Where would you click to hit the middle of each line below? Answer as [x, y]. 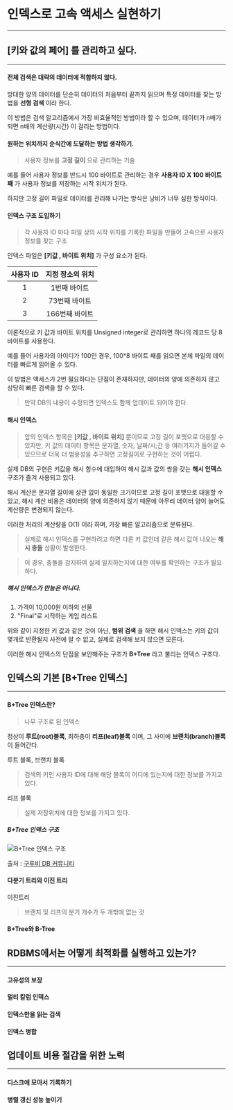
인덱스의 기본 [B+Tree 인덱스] [68, 677]
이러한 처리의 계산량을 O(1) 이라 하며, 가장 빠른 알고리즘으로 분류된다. [101, 524]
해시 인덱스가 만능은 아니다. [44, 588]
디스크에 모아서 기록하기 [40, 1082]
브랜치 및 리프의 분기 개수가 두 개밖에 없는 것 [84, 912]
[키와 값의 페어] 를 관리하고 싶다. [72, 50]
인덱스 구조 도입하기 [34, 215]
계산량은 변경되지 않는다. [41, 509]
